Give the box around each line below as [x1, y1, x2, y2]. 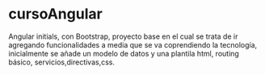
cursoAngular [8, 5, 103, 23]
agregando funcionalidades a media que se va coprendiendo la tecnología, [8, 40, 258, 49]
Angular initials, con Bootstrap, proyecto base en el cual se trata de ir [8, 31, 238, 41]
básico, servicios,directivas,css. [8, 57, 116, 67]
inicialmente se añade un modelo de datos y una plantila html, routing [8, 48, 240, 58]
